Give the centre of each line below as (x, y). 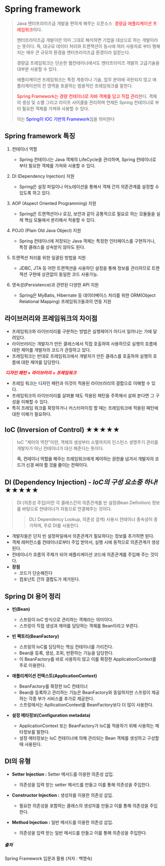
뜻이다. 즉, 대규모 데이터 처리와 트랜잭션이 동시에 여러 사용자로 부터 (86, 46)
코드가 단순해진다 (36, 573)
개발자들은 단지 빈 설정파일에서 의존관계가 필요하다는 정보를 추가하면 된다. (83, 536)
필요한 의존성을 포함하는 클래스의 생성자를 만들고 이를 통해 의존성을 (84, 805)
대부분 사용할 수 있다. (37, 69)
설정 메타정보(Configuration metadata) (51, 715)
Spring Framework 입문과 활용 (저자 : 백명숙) (48, 858)
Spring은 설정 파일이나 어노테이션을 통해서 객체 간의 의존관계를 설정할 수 (89, 187)
